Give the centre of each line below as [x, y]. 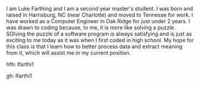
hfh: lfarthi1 [20, 64]
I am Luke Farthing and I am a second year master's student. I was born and [100, 9]
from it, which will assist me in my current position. [69, 53]
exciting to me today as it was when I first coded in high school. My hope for [100, 40]
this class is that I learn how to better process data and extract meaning [94, 46]
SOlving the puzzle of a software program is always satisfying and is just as [99, 34]
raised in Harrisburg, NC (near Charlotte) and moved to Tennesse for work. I [100, 15]
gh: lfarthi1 [19, 76]
